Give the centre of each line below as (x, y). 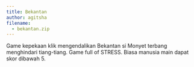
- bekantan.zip (31, 29)
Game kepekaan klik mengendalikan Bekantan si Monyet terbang (87, 46)
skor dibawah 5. (26, 59)
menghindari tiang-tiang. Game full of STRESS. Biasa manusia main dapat (98, 53)
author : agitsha (27, 18)
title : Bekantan (27, 12)
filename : (19, 23)
